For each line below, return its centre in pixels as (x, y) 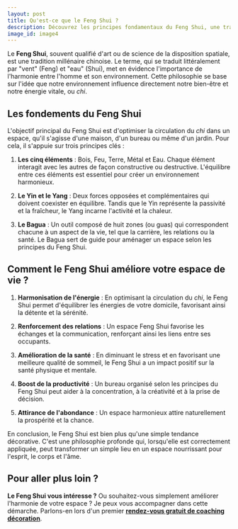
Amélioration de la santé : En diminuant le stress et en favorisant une (119, 355)
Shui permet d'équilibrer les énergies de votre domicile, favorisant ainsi (121, 305)
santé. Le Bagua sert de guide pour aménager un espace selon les (114, 240)
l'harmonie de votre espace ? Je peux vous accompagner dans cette (108, 503)
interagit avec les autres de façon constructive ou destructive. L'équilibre (124, 167)
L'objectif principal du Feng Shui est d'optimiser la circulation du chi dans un (119, 131)
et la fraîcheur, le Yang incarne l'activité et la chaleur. (95, 211)
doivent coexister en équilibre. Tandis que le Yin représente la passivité (121, 203)
